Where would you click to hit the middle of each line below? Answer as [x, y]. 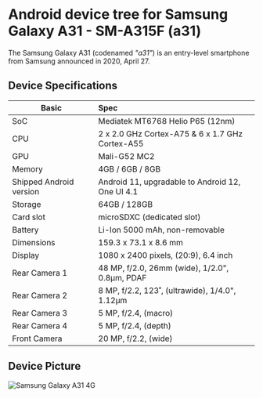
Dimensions [34, 242]
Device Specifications [63, 86]
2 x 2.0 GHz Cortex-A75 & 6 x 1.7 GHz [171, 133]
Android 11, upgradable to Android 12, [169, 182]
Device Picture [45, 366]
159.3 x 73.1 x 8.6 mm [141, 242]
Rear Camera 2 [40, 295]
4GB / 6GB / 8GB [130, 168]
